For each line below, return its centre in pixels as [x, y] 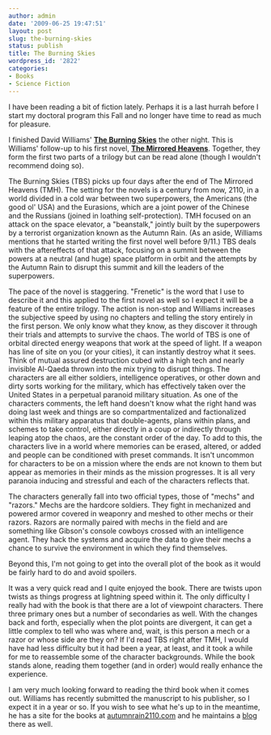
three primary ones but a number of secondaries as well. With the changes [133, 614]
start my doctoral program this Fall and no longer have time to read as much [135, 115]
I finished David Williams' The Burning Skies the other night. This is [121, 139]
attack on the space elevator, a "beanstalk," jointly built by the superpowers [134, 224]
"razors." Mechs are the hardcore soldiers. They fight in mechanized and [129, 505]
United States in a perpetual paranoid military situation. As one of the [123, 394]
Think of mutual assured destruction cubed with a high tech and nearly [127, 360]
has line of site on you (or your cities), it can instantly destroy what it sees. [132, 351]
